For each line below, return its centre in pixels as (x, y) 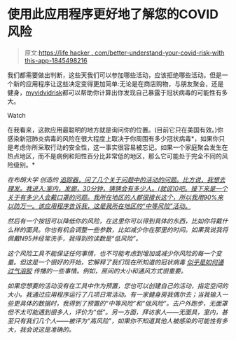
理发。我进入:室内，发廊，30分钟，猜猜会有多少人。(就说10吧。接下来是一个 (118, 188)
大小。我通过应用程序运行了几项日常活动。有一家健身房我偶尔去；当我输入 (114, 294)
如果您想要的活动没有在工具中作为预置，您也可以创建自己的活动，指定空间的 (118, 285)
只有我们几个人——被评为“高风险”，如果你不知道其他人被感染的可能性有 (117, 320)
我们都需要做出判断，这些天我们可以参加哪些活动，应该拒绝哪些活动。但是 (114, 75)
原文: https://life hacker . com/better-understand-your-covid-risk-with (124, 53)
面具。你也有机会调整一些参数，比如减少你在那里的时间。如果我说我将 (127, 229)
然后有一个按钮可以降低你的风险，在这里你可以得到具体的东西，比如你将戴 (114, 221)
